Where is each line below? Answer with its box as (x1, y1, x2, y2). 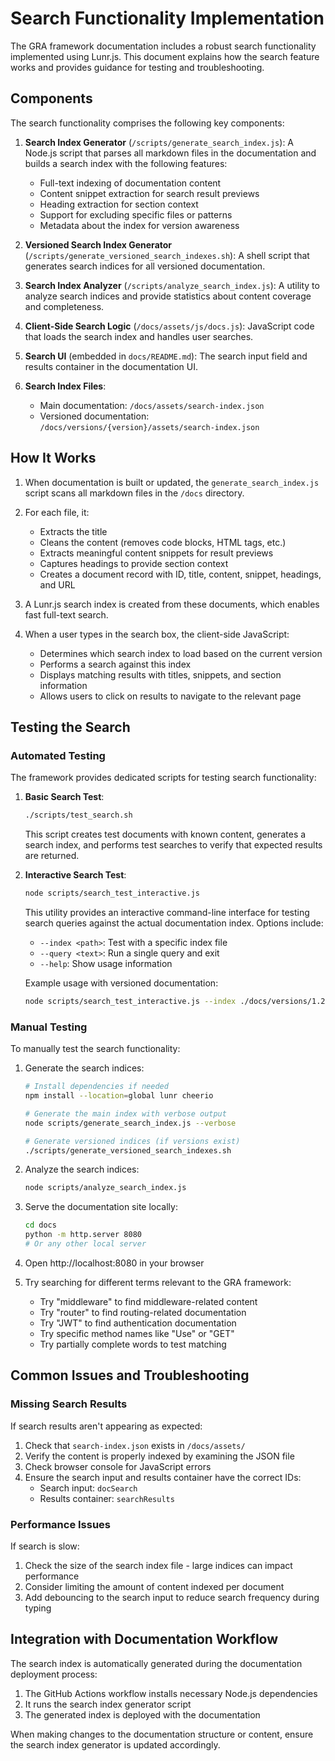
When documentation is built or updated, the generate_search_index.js (24, 476, 320, 488)
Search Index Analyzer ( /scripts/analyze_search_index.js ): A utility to (24, 279, 320, 291)
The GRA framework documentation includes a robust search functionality (10, 40, 317, 52)
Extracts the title (39, 525, 108, 537)
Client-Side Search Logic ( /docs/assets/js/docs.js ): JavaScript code (24, 320, 315, 332)
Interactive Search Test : (24, 869, 127, 881)
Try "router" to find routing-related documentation (39, 1306, 247, 1318)
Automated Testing (10, 748, 106, 762)
